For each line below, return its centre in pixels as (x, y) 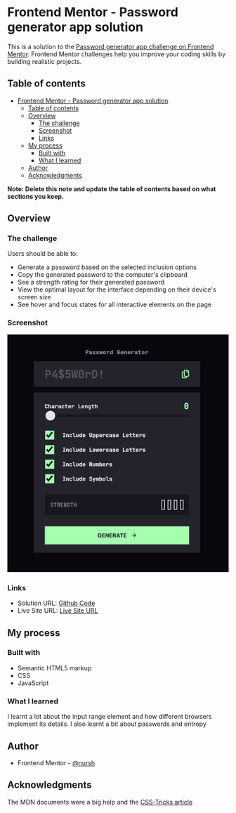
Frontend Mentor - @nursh (56, 762)
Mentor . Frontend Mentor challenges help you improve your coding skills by (117, 54)
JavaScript (33, 683)
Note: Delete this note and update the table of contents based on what (112, 189)
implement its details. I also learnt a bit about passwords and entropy (107, 724)
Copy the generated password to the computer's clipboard (102, 275)
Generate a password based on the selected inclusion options (107, 267)
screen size (34, 297)
